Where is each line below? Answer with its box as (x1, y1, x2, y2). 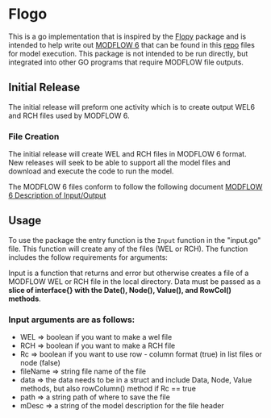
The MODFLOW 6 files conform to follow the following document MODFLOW (8, 182, 263, 192)
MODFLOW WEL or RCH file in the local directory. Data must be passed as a (8, 276, 261, 286)
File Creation (8, 131, 60, 142)
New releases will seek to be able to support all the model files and (8, 158, 231, 168)
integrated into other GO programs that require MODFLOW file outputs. (8, 57, 244, 67)
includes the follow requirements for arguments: (8, 252, 168, 262)
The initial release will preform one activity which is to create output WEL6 (8, 102, 256, 111)
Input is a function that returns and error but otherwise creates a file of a (8, 268, 249, 278)
